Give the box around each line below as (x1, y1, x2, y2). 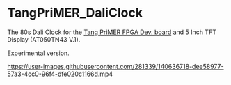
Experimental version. (7, 49, 70, 57)
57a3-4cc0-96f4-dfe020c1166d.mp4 (7, 70, 113, 78)
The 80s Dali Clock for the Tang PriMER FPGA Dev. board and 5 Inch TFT (7, 28, 217, 36)
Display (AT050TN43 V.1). (7, 35, 81, 43)
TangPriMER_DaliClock (7, 5, 143, 21)
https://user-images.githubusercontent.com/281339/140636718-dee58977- (7, 62, 224, 70)
